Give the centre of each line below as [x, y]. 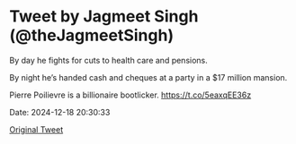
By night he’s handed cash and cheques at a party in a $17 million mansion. [148, 77]
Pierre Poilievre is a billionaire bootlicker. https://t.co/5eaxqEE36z [130, 95]
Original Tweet [36, 129]
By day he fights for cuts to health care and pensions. [109, 60]
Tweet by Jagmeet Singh [104, 17]
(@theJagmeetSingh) [91, 35]
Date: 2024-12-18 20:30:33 [60, 112]
